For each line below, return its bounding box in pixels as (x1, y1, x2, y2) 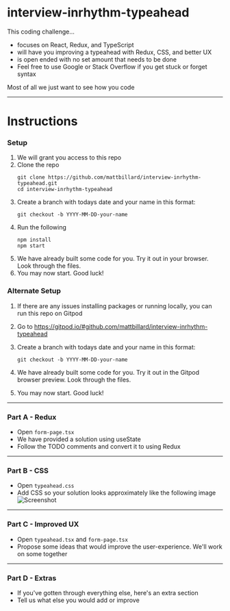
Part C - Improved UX (7, 519, 79, 529)
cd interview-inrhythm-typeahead (16, 186, 113, 193)
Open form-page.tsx (16, 428, 75, 436)
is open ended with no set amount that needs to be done (16, 55, 177, 63)
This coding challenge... (7, 27, 75, 36)
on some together (16, 549, 68, 558)
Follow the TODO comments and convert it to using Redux (16, 442, 181, 451)
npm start (16, 242, 46, 249)
